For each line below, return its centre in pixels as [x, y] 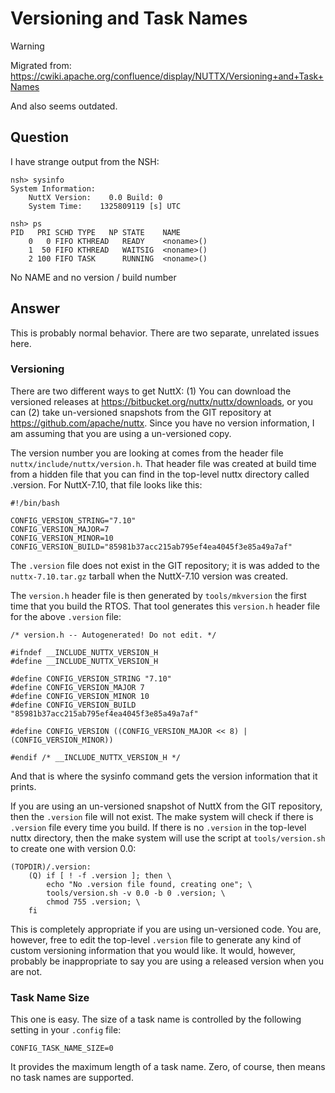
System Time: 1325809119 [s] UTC [105, 206]
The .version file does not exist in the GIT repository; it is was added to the [165, 565]
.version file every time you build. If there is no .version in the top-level [158, 827]
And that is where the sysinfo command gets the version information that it [164, 776]
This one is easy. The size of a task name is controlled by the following [156, 1019]
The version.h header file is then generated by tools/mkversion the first [158, 595]
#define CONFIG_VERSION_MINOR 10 [80, 696]
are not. [26, 971]
